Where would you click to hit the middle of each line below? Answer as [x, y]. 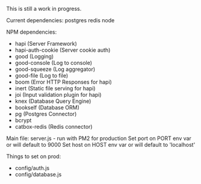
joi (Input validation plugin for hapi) [58, 95]
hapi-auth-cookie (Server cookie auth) [63, 50]
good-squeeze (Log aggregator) [55, 69]
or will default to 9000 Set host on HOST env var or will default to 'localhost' [101, 145]
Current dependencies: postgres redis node [60, 20]
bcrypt [23, 120]
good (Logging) [34, 56]
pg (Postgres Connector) [46, 114]
